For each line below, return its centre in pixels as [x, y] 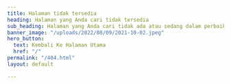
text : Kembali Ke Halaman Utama [60, 45]
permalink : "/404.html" [41, 58]
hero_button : [26, 39]
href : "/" [27, 52]
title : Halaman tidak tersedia [52, 13]
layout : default [30, 64]
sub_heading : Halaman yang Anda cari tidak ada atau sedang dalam [104, 26]
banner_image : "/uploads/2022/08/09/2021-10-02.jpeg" [86, 32]
